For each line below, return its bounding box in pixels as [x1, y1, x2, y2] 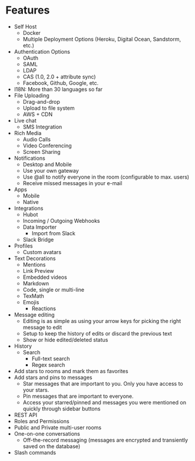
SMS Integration [22, 123, 62, 130]
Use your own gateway [22, 167, 79, 174]
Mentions [22, 261, 46, 268]
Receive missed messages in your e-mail [22, 179, 123, 186]
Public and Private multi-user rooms [14, 424, 101, 431]
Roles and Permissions [14, 417, 70, 424]
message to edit [22, 324, 62, 331]
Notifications [14, 154, 45, 162]
